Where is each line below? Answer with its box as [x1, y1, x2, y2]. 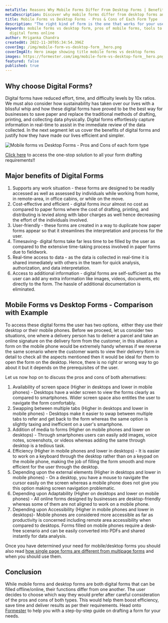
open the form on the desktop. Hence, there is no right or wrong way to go [5, 359, 159, 365]
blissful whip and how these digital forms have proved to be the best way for [5, 106, 163, 112]
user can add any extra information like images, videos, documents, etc [12, 275, 160, 281]
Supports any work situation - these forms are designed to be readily [12, 185, 155, 191]
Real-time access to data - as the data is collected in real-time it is [12, 254, 149, 260]
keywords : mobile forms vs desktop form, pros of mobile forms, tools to [5, 26, 162, 31]
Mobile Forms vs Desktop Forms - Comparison [5, 301, 153, 309]
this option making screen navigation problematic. [12, 485, 116, 491]
